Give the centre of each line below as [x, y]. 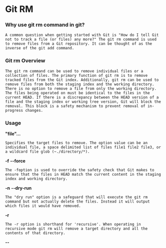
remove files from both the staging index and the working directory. [80, 84]
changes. [34, 110]
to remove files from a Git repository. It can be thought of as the [79, 44]
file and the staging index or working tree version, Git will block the [83, 102]
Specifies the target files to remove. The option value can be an [77, 143]
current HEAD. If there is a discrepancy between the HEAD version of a [82, 97]
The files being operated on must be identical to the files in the [78, 93]
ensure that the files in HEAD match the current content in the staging [83, 175]
